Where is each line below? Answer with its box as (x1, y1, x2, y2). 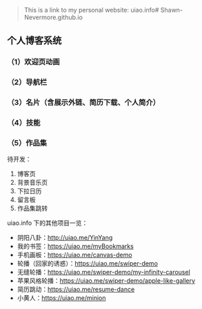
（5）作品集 (7, 138, 47, 148)
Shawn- (160, 6, 183, 14)
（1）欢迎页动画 (7, 57, 60, 67)
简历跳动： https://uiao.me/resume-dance (17, 286, 135, 294)
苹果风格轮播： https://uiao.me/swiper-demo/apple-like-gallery (17, 277, 195, 285)
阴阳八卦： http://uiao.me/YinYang (17, 234, 113, 242)
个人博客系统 (7, 34, 62, 47)
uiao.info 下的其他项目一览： (7, 219, 88, 227)
